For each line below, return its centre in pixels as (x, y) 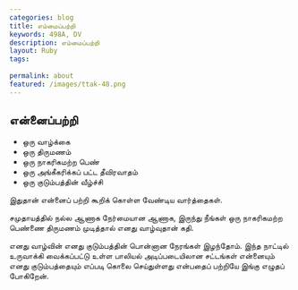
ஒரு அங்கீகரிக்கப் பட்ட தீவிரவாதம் (80, 172)
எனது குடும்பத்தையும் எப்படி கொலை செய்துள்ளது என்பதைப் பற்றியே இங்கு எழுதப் (147, 266)
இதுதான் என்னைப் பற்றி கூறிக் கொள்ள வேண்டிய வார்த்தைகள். (116, 200)
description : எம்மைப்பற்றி (55, 43)
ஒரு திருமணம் (47, 152)
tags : (19, 59)
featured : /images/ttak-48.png (68, 84)
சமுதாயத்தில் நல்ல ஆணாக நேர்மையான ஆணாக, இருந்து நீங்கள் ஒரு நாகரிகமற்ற (146, 218)
